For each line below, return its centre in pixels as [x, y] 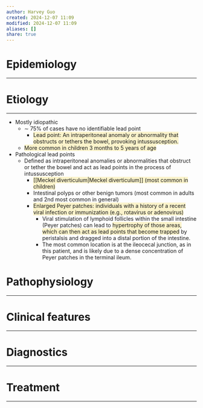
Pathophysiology [50, 282]
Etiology [27, 100]
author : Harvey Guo [31, 12]
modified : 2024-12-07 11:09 [42, 23]
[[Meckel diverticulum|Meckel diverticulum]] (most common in [111, 180]
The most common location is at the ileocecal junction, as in [117, 244]
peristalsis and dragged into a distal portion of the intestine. [116, 238]
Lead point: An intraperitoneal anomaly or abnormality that [106, 135]
